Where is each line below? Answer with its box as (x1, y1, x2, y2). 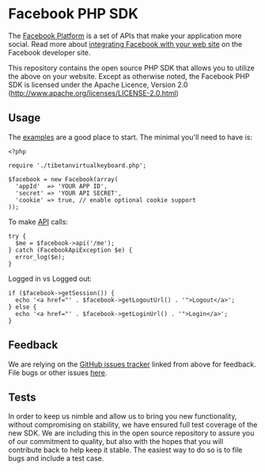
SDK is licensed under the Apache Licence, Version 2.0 (8, 80, 188, 89)
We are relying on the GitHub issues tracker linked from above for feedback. (8, 359, 256, 369)
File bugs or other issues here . (8, 367, 108, 377)
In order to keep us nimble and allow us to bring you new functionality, (8, 412, 237, 421)
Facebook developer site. (8, 47, 91, 57)
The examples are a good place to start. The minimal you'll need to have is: (8, 132, 253, 142)
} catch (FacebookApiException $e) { (8, 246, 133, 254)
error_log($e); (15, 253, 66, 261)
